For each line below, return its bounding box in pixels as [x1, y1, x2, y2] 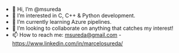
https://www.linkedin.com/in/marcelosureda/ [11, 40, 124, 47]
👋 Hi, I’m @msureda [11, 6, 61, 13]
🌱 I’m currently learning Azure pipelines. [11, 18, 111, 25]
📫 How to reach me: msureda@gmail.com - [11, 32, 122, 38]
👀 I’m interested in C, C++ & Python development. [11, 12, 136, 19]
